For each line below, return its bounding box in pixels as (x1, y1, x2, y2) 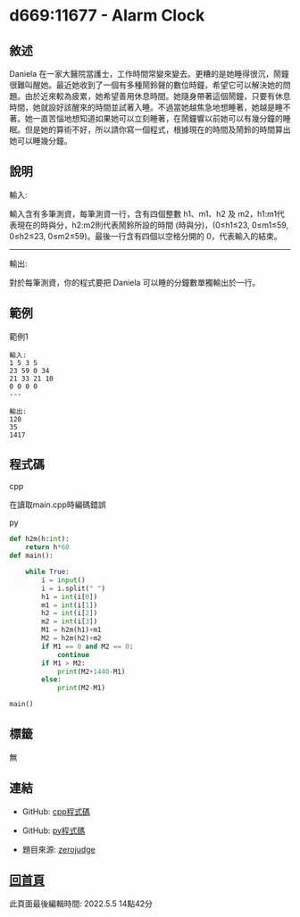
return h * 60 (25, 543, 70, 552)
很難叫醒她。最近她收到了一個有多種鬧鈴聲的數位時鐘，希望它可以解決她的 (9, 79, 283, 90)
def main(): (9, 551, 54, 561)
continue (56, 650, 90, 659)
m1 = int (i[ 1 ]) (41, 600, 98, 610)
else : (41, 675, 62, 684)
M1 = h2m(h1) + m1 (41, 626, 102, 635)
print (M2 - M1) (56, 684, 105, 693)
